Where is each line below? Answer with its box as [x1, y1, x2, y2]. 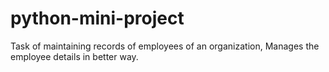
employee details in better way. [10, 50, 139, 62]
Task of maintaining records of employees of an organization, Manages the [10, 40, 320, 52]
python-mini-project [10, 7, 185, 30]
